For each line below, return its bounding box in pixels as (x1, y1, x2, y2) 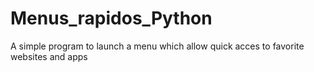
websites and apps (10, 50, 88, 62)
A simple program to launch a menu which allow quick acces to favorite (10, 40, 305, 52)
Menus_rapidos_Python (10, 7, 213, 30)
